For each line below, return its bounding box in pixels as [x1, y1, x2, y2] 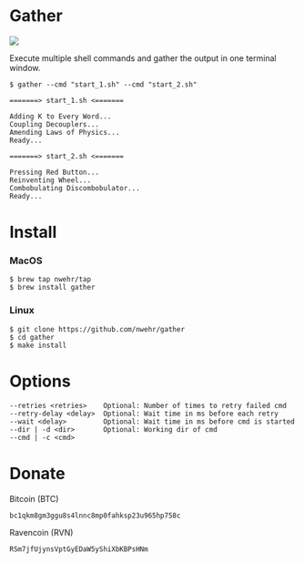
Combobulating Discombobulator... [9, 183, 141, 192]
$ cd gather [9, 333, 55, 342]
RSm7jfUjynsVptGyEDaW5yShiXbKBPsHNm [9, 544, 148, 554]
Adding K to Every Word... [9, 111, 112, 121]
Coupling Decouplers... [9, 119, 100, 128]
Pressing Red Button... [9, 168, 100, 177]
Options [9, 371, 71, 392]
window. [9, 62, 41, 73]
